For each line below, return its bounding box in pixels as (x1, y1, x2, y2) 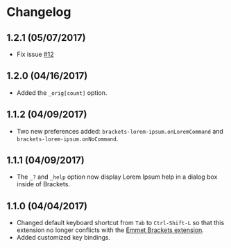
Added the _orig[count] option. (16, 88, 108, 97)
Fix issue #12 (16, 50, 54, 58)
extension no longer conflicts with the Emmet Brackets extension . (16, 226, 204, 234)
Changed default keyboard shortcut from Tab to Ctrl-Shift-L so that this (16, 219, 225, 227)
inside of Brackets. (16, 180, 71, 188)
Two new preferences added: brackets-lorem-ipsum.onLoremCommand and (16, 127, 223, 135)
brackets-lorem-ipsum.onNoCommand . (16, 134, 119, 143)
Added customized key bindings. (16, 233, 111, 242)
